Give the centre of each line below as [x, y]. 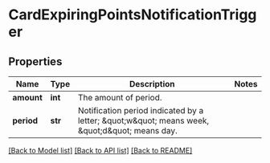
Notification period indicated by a [141, 110]
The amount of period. [120, 98]
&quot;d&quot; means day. [128, 130]
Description [152, 84]
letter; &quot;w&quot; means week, [143, 120]
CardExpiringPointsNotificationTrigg [133, 15]
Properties [35, 61]
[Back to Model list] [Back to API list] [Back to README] [100, 151]
